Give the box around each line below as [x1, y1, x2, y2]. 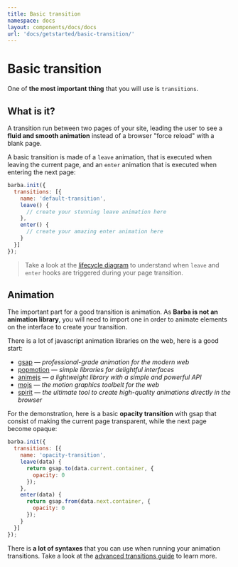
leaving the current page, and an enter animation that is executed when [7, 161, 217, 169]
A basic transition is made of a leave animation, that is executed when [7, 153, 212, 161]
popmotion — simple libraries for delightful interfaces [17, 366, 175, 374]
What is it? [7, 105, 55, 117]
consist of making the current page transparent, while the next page [7, 417, 207, 425]
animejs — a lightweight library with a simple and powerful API [17, 373, 202, 381]
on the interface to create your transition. [7, 323, 128, 332]
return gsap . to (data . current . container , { [26, 465, 154, 472]
